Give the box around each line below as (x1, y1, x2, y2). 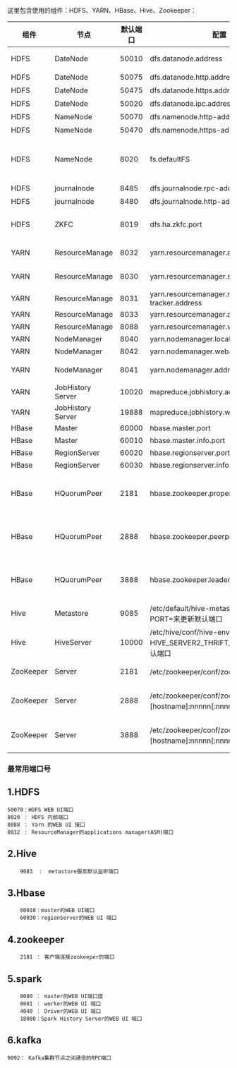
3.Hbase (7, 887, 46, 899)
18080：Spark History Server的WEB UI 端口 (20, 1015, 142, 1022)
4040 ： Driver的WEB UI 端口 (20, 1007, 102, 1014)
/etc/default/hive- (150, 604, 210, 613)
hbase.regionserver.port (150, 448, 231, 457)
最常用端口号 (7, 764, 51, 774)
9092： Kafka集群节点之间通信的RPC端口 (7, 1054, 111, 1062)
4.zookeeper (7, 933, 65, 945)
